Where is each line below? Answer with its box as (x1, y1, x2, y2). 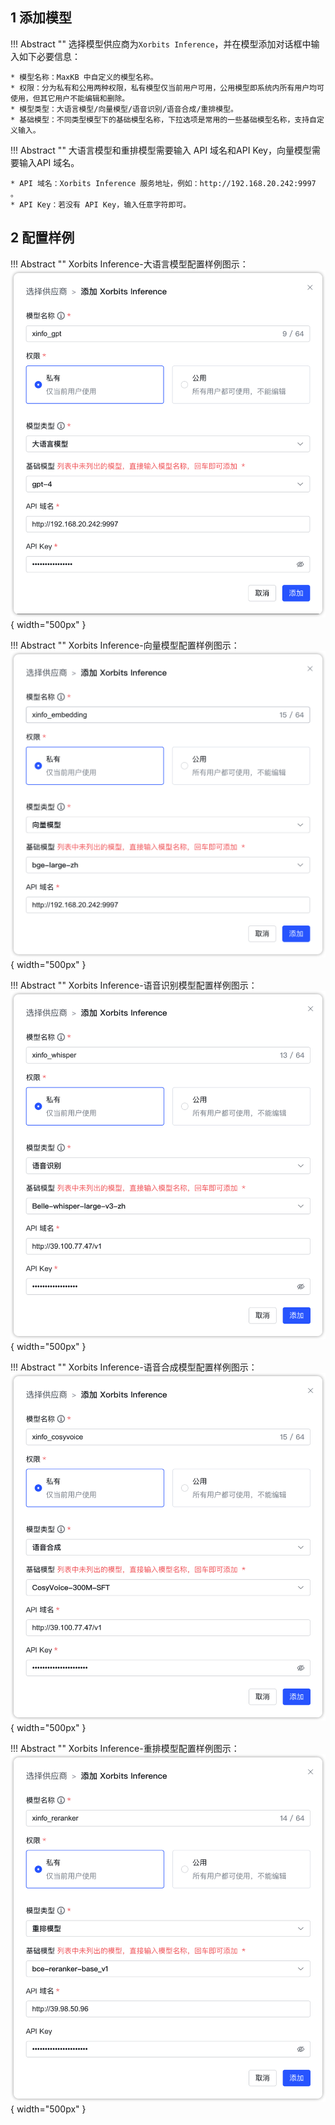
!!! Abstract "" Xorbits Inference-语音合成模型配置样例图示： (10, 1361, 258, 1373)
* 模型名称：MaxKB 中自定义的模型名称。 (10, 72, 158, 82)
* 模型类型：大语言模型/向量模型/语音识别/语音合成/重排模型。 (10, 104, 239, 114)
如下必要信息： (18, 50, 81, 62)
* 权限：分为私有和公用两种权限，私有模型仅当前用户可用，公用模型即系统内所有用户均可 (10, 83, 325, 93)
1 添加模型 (10, 9, 73, 27)
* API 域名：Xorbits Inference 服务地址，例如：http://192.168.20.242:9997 (10, 178, 317, 188)
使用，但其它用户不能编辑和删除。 (10, 93, 130, 103)
